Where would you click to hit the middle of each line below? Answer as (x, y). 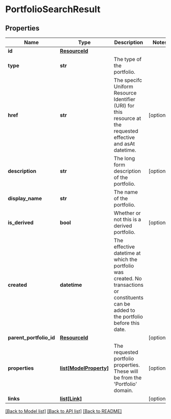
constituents (129, 297)
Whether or (127, 213)
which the (125, 259)
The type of (127, 59)
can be (122, 304)
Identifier (125, 99)
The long (124, 158)
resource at (127, 118)
